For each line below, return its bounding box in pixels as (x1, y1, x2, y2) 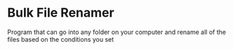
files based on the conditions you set (7, 35, 114, 43)
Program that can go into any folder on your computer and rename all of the (7, 28, 227, 36)
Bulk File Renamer (7, 5, 114, 21)
